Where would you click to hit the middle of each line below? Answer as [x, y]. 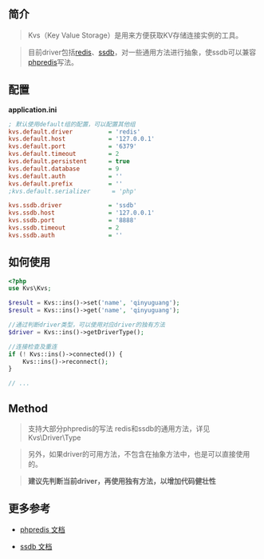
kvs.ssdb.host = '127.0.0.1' [82, 213]
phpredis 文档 [42, 529]
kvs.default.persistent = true [69, 162]
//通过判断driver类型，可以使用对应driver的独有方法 [87, 325]
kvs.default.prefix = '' [66, 184]
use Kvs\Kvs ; [30, 289]
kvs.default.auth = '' [66, 176]
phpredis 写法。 [53, 62]
